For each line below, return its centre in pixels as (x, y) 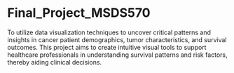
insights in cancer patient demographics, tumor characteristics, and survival (117, 39)
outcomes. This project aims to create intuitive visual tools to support (107, 47)
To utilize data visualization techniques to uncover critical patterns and (109, 32)
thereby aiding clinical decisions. (55, 62)
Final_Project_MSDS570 (79, 13)
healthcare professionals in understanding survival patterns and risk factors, (117, 55)
